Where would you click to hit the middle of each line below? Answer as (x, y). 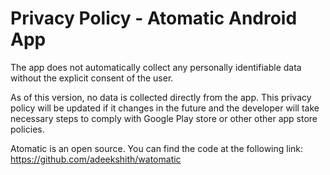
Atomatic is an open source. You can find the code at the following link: (157, 148)
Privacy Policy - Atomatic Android (154, 18)
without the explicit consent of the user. (92, 78)
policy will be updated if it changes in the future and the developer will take (165, 108)
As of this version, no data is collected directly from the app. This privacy (161, 97)
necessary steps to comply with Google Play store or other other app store (164, 118)
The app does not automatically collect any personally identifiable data (156, 67)
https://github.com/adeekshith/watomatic (96, 159)
